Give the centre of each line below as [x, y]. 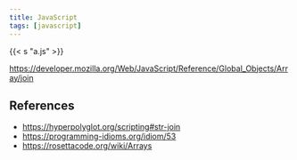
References [42, 105]
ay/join [21, 77]
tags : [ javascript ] [45, 26]
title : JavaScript [43, 17]
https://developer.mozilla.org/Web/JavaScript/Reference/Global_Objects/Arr [148, 68]
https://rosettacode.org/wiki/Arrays [87, 146]
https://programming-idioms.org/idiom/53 [99, 136]
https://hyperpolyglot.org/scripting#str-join [101, 127]
